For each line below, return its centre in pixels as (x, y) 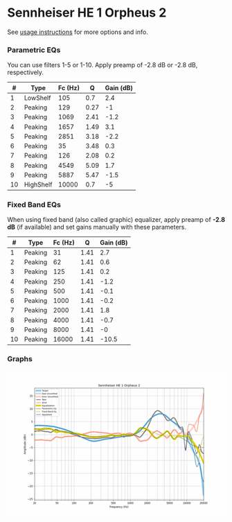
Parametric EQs (34, 50)
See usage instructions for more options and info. (78, 32)
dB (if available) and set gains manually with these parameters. (97, 227)
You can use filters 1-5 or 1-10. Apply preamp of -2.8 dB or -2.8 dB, (102, 65)
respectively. (25, 72)
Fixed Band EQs (34, 205)
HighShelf (38, 184)
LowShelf (37, 98)
